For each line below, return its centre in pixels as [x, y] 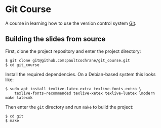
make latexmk [19, 98]
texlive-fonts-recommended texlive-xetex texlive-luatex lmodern [85, 93]
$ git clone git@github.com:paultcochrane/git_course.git [68, 60]
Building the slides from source [55, 39]
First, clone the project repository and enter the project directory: [73, 51]
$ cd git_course [22, 65]
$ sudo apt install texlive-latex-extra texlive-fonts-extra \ [73, 89]
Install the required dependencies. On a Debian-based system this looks [80, 74]
